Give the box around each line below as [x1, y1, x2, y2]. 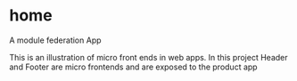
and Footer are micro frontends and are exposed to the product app [9, 61, 258, 72]
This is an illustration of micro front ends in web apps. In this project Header [9, 52, 288, 62]
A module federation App [9, 35, 102, 45]
